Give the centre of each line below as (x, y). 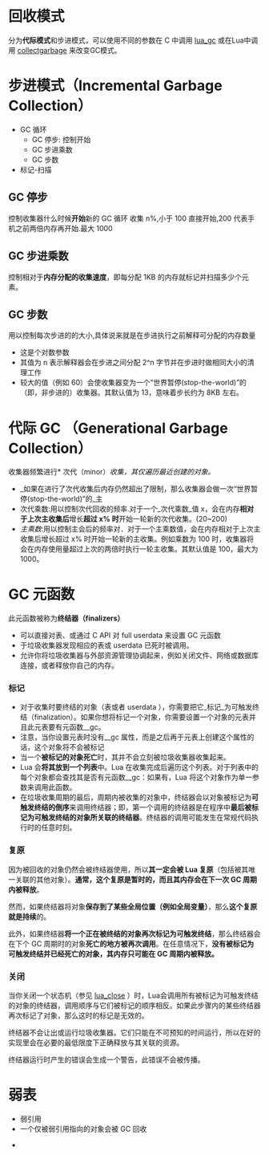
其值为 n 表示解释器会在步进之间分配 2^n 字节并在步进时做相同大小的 (134, 363)
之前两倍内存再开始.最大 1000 (64, 228)
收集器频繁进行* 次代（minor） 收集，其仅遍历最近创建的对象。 (112, 472)
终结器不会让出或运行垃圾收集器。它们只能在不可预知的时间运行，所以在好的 (134, 1033)
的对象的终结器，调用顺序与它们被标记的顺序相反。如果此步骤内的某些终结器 (134, 1006)
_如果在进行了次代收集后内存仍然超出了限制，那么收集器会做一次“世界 (135, 489)
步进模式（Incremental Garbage (115, 86)
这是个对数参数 (44, 352)
